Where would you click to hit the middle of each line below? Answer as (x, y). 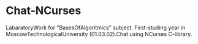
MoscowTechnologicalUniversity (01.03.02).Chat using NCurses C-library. (99, 34)
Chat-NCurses (44, 11)
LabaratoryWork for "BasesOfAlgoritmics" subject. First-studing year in (96, 28)
